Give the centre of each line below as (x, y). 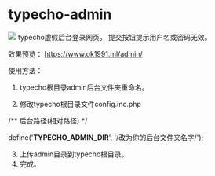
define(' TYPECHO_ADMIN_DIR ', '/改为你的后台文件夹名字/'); (106, 137)
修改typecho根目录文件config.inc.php (80, 104)
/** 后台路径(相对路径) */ (48, 120)
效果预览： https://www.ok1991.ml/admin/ (75, 53)
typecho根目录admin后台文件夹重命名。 (84, 87)
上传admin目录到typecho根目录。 (74, 154)
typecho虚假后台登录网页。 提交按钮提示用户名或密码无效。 (115, 37)
